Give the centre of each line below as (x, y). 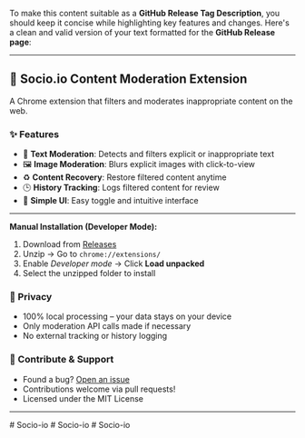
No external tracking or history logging (95, 336)
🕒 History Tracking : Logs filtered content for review (121, 188)
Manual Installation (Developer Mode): (83, 227)
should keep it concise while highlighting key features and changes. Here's (150, 23)
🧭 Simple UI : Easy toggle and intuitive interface (111, 201)
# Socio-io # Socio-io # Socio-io (70, 424)
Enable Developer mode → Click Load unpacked (113, 264)
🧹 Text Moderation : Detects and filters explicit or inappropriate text (148, 154)
